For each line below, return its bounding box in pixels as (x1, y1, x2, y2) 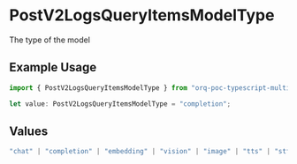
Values (9, 123, 49, 138)
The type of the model (9, 34, 91, 45)
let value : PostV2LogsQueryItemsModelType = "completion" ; (9, 99, 232, 108)
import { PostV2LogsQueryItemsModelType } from (9, 83, 188, 93)
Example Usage (9, 60, 97, 75)
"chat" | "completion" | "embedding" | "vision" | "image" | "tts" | (9, 147, 271, 156)
